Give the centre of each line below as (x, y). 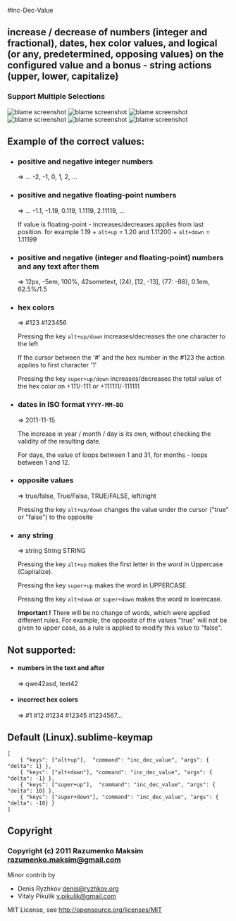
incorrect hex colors (48, 700)
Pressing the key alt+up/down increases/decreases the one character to (121, 336)
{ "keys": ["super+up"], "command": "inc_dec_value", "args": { (118, 785)
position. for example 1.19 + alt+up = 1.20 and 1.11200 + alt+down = (113, 231)
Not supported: (42, 650)
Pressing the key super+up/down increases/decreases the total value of (119, 379)
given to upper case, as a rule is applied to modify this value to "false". (120, 628)
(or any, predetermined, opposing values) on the (116, 55)
